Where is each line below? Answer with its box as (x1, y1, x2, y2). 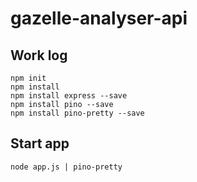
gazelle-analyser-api (10, 7, 188, 30)
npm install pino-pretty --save (10, 108, 145, 118)
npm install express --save (10, 91, 128, 101)
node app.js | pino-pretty (10, 162, 123, 172)
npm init (10, 73, 47, 83)
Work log (10, 47, 68, 64)
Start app (10, 135, 70, 152)
